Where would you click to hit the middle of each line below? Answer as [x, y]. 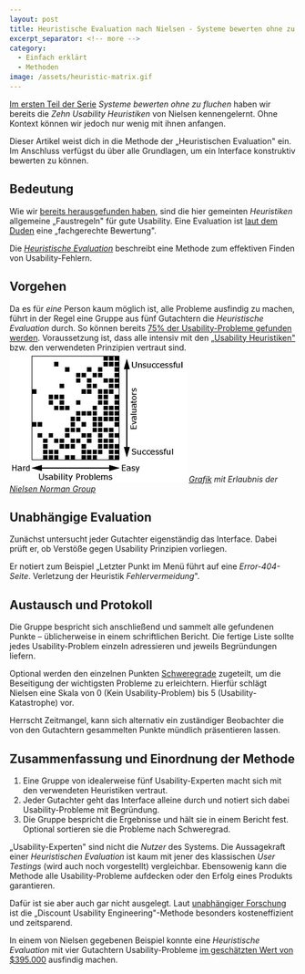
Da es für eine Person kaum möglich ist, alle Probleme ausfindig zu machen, [152, 308]
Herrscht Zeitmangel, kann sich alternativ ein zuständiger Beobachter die [147, 720]
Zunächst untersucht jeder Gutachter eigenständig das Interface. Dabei [143, 539]
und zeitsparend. [41, 922]
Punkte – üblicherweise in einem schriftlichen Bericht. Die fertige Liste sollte [152, 637]
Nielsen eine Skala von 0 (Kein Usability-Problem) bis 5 [113, 693]
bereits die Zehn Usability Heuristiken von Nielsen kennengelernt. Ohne [143, 113]
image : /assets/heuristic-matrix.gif [81, 78]
